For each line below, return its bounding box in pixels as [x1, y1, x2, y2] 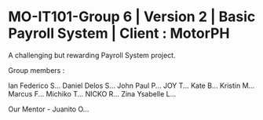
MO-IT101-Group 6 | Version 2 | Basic [8, 8, 256, 26]
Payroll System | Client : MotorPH [8, 24, 230, 42]
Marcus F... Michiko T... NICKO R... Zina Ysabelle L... [8, 89, 177, 98]
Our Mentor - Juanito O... [8, 104, 89, 114]
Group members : [8, 65, 65, 75]
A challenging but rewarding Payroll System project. [8, 50, 176, 60]
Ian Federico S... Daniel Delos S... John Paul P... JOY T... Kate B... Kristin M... [8, 81, 255, 90]
